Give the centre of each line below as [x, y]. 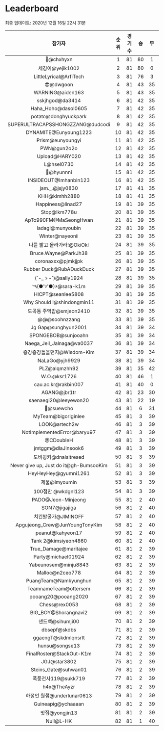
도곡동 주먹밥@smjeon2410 [59, 311]
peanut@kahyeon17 [59, 533]
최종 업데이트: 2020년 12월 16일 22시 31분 [46, 23]
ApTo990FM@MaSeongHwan [59, 220]
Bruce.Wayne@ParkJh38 [59, 253]
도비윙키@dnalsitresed [59, 457]
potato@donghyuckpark [59, 116]
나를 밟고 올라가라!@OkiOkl [59, 245]
